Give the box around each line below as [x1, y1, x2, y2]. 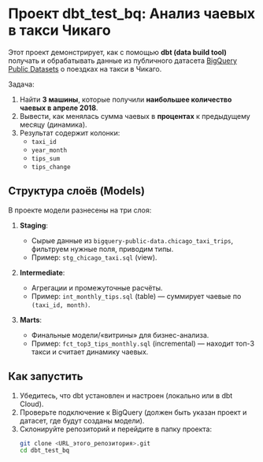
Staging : [19, 220, 49, 230]
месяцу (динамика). [19, 120, 88, 129]
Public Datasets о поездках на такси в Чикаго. [8, 64, 162, 73]
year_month [31, 146, 68, 154]
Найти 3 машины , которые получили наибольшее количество [19, 94, 232, 104]
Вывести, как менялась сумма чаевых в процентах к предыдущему [19, 111, 250, 120]
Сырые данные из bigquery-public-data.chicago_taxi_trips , [31, 235, 234, 245]
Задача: [8, 79, 35, 89]
